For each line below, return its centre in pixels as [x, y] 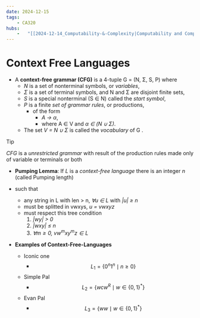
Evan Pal [35, 298]
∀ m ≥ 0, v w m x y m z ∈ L [60, 232]
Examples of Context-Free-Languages [63, 244]
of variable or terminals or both [44, 160]
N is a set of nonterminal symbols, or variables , [82, 86]
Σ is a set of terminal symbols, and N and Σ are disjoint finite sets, [104, 92]
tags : [13, 17]
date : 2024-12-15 [28, 12]
